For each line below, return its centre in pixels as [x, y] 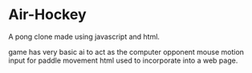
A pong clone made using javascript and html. [84, 36]
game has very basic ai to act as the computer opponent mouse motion [126, 52]
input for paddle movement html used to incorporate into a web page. [123, 60]
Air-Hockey [47, 15]
